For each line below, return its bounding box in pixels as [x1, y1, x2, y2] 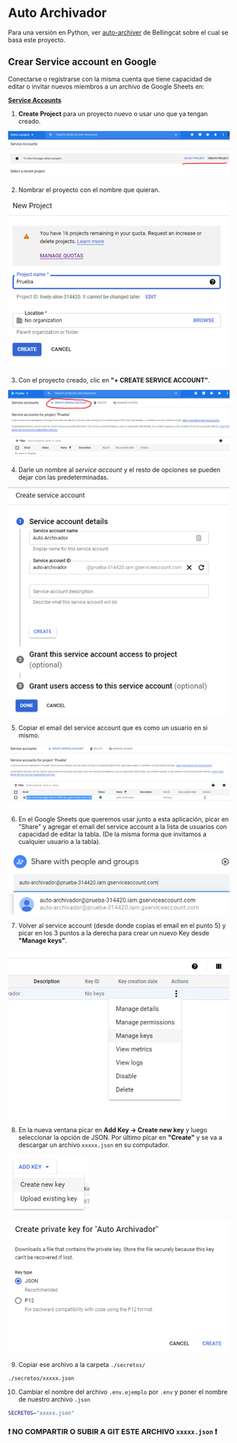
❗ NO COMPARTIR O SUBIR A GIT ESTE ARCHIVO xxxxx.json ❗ [8, 1426, 217, 1436]
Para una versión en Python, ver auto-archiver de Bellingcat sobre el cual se [8, 28, 229, 37]
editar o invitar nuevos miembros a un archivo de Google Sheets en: [8, 82, 205, 91]
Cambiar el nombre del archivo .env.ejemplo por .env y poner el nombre [18, 1387, 228, 1397]
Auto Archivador [8, 5, 108, 21]
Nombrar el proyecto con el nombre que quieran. [18, 186, 160, 194]
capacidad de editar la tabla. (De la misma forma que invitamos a [18, 830, 207, 838]
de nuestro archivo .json [18, 1395, 91, 1404]
